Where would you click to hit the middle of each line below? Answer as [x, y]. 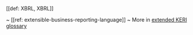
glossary [17, 26]
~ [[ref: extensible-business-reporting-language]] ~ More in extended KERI [96, 20]
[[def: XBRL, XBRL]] [30, 8]
